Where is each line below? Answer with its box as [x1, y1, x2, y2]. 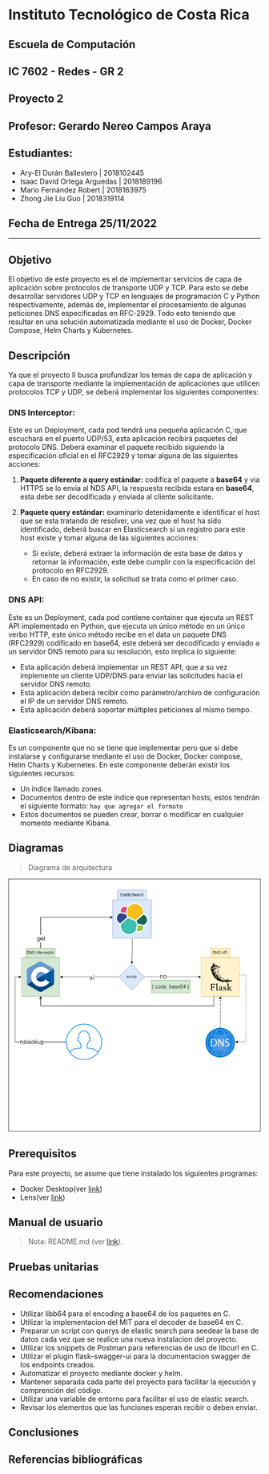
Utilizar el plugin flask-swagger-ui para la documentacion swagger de [19, 1351, 251, 1361]
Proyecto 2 [8, 92, 64, 106]
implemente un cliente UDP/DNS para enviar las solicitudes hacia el [19, 670, 243, 680]
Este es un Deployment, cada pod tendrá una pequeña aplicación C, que [8, 425, 247, 435]
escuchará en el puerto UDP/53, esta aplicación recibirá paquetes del [8, 434, 238, 443]
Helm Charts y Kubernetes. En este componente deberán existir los [8, 759, 231, 769]
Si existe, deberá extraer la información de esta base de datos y [31, 549, 243, 558]
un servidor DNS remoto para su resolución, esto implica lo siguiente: [8, 646, 238, 656]
